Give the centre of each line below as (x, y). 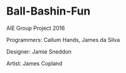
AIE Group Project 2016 (36, 28)
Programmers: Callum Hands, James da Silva (63, 40)
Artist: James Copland (34, 63)
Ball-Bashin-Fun (48, 11)
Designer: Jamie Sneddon (39, 51)
